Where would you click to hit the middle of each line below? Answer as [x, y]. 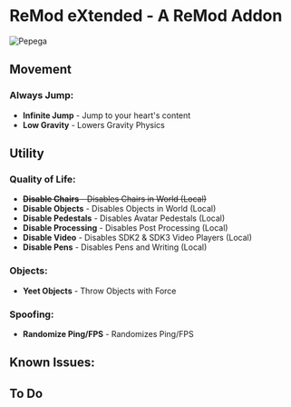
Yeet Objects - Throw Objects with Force [99, 291]
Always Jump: [42, 95]
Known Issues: [52, 363]
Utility [27, 154]
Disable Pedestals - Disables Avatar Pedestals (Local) [124, 218]
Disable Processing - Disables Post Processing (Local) [125, 228]
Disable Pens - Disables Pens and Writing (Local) [115, 247]
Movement [41, 69]
